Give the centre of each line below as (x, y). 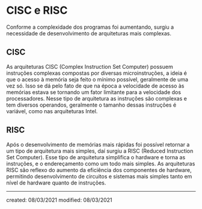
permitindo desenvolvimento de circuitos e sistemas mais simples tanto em (99, 176)
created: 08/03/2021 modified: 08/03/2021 (59, 200)
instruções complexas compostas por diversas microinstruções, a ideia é (97, 73)
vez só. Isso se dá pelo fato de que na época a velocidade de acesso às (95, 86)
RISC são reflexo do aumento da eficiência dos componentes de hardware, (99, 170)
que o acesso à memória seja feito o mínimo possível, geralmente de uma (97, 79)
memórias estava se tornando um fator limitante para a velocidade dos (94, 92)
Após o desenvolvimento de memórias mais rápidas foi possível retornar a (98, 144)
